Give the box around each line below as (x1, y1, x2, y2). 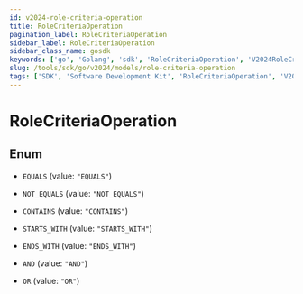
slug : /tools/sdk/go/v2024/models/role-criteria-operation (9, 64, 236, 73)
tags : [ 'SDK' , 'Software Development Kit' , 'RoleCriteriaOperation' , (9, 72, 277, 81)
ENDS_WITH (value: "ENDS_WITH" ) (22, 240, 137, 251)
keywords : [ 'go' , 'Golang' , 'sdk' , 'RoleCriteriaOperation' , (9, 55, 244, 64)
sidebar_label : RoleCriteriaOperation (9, 38, 155, 48)
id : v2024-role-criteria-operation (9, 13, 143, 23)
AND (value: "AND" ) (22, 258, 88, 269)
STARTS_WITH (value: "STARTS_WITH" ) (22, 223, 153, 234)
